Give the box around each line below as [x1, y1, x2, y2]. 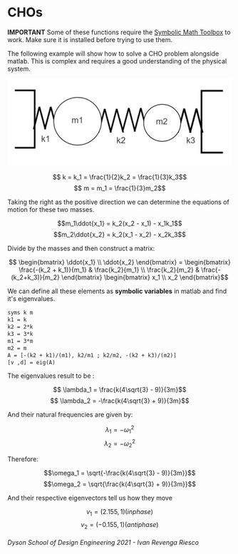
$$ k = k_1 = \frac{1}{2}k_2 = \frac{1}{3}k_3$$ [52, 173, 187, 181]
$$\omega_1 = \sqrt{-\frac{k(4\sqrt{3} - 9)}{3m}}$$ [43, 468, 196, 477]
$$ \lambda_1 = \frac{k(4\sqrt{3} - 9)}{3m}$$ [53, 385, 187, 394]
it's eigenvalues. [7, 294, 56, 303]
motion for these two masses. [7, 205, 95, 214]
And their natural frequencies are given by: [7, 410, 133, 419]
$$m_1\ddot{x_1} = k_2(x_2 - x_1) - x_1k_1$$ [57, 219, 182, 227]
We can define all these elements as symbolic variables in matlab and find [7, 287, 227, 295]
